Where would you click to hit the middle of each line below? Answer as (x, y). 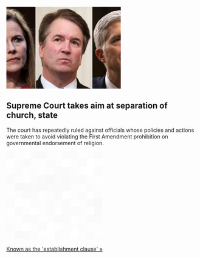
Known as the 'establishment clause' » (55, 249)
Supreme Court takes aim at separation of (87, 106)
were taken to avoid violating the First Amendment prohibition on (87, 136)
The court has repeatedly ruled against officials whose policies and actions (100, 130)
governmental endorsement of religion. (55, 143)
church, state (32, 116)
